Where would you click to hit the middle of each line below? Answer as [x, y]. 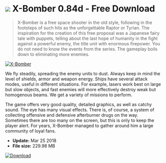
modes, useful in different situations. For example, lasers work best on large [83, 84]
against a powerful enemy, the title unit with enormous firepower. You [89, 43]
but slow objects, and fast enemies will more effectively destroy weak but [81, 89]
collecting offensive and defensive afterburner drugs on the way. [72, 115]
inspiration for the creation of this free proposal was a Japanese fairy [88, 33]
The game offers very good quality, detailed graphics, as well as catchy [79, 104]
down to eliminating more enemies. [53, 54]
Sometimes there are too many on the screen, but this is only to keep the [80, 120]
